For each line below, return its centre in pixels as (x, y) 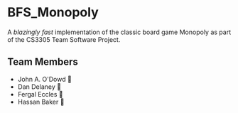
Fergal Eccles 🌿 (40, 94)
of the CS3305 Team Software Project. (64, 39)
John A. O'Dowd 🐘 (45, 79)
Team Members (43, 62)
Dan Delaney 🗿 (39, 87)
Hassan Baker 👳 (41, 102)
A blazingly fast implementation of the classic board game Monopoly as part (119, 32)
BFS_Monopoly (53, 12)
